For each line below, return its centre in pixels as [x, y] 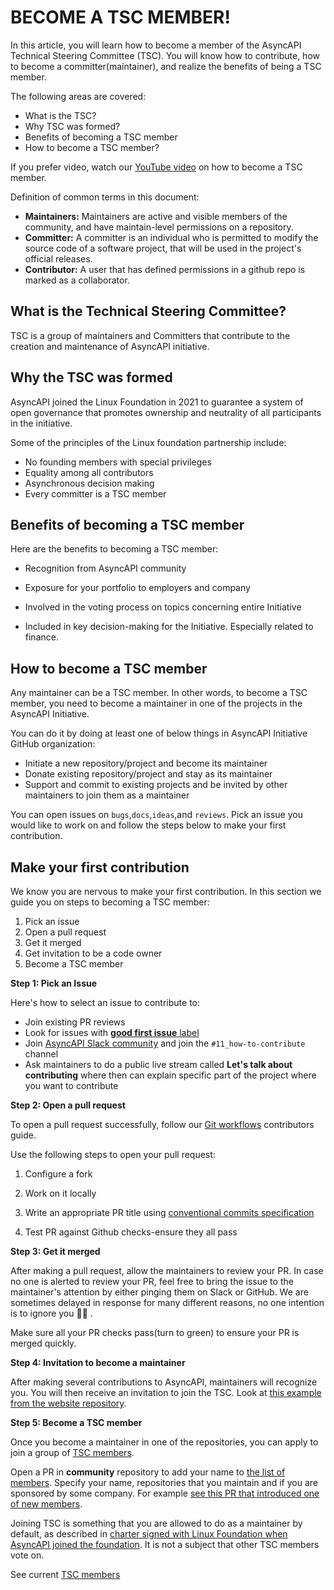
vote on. [27, 1555]
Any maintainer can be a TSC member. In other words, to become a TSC [159, 693]
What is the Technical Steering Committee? [148, 311]
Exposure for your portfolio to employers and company [137, 588]
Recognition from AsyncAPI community [105, 568]
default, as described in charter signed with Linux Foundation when [149, 1534]
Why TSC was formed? [72, 126]
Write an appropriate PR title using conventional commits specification [169, 1212]
